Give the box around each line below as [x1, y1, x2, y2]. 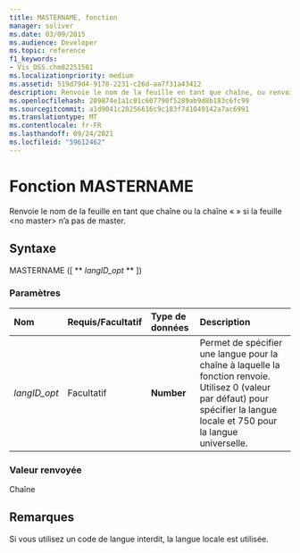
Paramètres [9, 287, 61, 299]
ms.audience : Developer [9, 38, 98, 47]
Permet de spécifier [199, 336, 283, 348]
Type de [150, 310, 187, 323]
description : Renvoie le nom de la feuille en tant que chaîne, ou [9, 88, 266, 96]
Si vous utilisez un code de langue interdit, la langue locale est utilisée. [9, 533, 270, 544]
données [150, 321, 189, 333]
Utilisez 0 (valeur [199, 381, 271, 393]
